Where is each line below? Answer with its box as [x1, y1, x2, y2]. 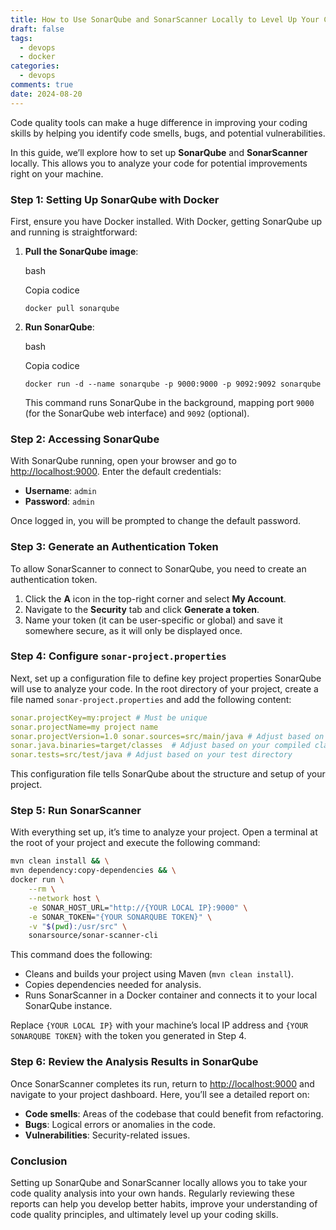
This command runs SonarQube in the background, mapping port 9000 [24, 396, 315, 408]
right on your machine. [10, 167, 104, 180]
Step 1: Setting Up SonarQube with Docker [10, 192, 220, 206]
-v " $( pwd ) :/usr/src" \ [28, 921, 128, 931]
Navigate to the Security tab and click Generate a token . [24, 603, 260, 615]
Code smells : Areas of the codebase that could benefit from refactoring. [24, 1107, 324, 1120]
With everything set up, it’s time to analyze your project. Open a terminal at [10, 826, 318, 838]
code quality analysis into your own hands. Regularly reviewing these [10, 1187, 295, 1199]
